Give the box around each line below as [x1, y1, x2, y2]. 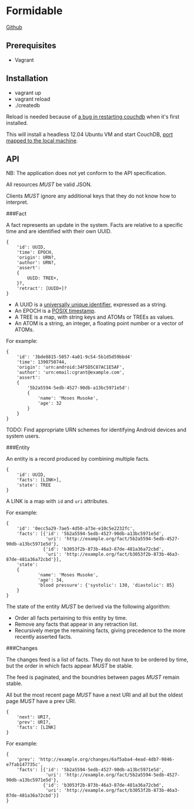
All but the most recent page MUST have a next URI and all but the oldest [6, 691, 183, 699]
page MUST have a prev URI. [6, 698, 76, 705]
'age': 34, [37, 577, 65, 583]
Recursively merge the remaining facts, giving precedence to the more [14, 627, 186, 634]
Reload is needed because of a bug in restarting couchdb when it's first [6, 113, 180, 120]
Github [6, 24, 22, 31]
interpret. [6, 199, 29, 206]
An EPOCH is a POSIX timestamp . [14, 308, 96, 315]
